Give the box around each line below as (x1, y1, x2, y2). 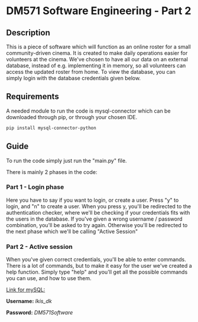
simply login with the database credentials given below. (6, 75, 141, 81)
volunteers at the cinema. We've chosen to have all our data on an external (6, 56, 188, 63)
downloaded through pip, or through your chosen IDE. (6, 113, 138, 120)
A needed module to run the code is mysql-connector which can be (6, 107, 171, 114)
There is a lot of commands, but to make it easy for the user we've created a (6, 262, 192, 270)
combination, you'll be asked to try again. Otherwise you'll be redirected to (6, 221, 188, 228)
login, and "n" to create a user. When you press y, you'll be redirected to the (6, 202, 191, 210)
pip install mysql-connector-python (6, 125, 96, 131)
